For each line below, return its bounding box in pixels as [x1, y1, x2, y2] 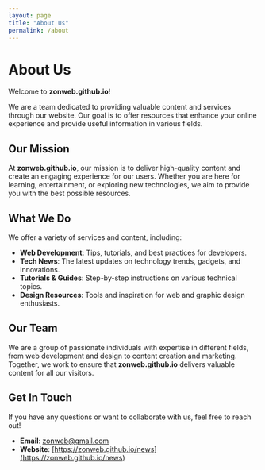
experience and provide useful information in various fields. [8, 119, 203, 129]
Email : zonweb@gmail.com [19, 436, 109, 445]
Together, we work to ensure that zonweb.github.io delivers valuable [8, 359, 236, 369]
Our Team [8, 322, 58, 335]
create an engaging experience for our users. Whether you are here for [8, 171, 240, 181]
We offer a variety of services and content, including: [8, 232, 182, 242]
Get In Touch [8, 391, 73, 405]
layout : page [8, 11, 52, 20]
